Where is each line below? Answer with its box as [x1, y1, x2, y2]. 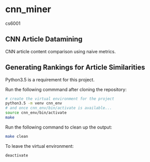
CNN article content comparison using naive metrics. [5, 48, 116, 54]
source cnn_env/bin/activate [5, 110, 67, 115]
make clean [5, 134, 28, 139]
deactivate [5, 153, 28, 158]
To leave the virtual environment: [5, 143, 74, 149]
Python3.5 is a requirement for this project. [5, 76, 95, 83]
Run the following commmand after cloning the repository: [5, 86, 127, 92]
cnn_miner [5, 4, 52, 15]
